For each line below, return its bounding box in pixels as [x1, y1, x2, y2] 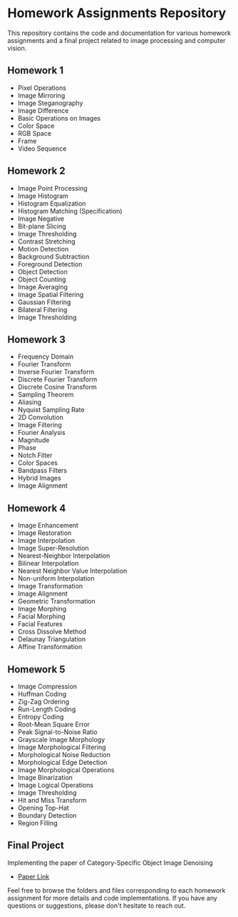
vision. [7, 44, 27, 52]
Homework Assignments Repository [7, 5, 227, 21]
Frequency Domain [17, 352, 73, 361]
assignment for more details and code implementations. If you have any [7, 893, 217, 902]
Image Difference [17, 106, 69, 115]
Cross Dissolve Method [17, 627, 87, 636]
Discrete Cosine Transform [17, 383, 98, 391]
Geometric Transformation [17, 597, 95, 606]
